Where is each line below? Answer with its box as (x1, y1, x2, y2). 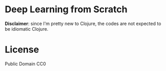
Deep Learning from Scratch (5, 4, 128, 15)
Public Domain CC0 (5, 60, 47, 67)
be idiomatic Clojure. (5, 26, 49, 32)
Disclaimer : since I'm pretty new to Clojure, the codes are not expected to (5, 20, 161, 27)
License (5, 44, 39, 56)
